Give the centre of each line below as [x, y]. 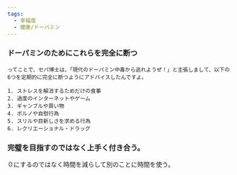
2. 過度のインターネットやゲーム [49, 98]
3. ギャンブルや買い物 [36, 106]
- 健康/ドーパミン [37, 27]
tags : [15, 14]
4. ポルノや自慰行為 [33, 113]
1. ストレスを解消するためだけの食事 [54, 91]
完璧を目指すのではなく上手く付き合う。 [76, 147]
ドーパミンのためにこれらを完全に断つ [73, 53]
